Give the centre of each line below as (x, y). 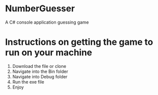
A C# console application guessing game (47, 22)
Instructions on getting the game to (79, 42)
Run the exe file (28, 82)
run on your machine (49, 53)
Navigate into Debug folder (40, 76)
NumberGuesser (40, 9)
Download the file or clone (39, 66)
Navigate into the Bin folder (40, 71)
